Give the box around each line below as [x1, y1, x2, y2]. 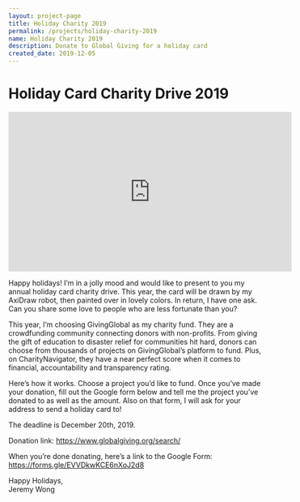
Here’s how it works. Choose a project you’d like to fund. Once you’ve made [8, 378, 261, 388]
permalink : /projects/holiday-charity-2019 [8, 27, 158, 35]
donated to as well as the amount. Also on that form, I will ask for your [8, 395, 241, 405]
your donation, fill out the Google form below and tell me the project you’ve [8, 387, 259, 397]
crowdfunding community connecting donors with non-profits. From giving [8, 328, 258, 337]
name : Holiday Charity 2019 [8, 34, 104, 43]
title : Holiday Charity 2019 [8, 19, 107, 28]
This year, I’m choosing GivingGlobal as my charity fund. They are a [8, 320, 234, 329]
